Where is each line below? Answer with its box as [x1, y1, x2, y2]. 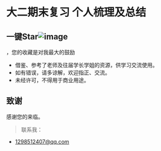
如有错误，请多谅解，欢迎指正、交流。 [14, 69, 110, 76]
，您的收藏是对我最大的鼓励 [6, 49, 75, 56]
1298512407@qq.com [14, 138, 69, 145]
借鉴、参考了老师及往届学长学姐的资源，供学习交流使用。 [14, 62, 158, 68]
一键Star [6, 31, 39, 42]
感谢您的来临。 [6, 113, 43, 120]
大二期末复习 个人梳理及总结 [6, 5, 147, 19]
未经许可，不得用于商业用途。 [14, 77, 89, 83]
